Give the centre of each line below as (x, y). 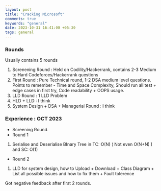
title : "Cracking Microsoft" (35, 14)
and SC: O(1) (25, 149)
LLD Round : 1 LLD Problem (40, 95)
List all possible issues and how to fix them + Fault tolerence (73, 173)
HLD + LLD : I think (31, 101)
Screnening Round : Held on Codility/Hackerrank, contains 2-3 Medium (84, 70)
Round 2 (21, 159)
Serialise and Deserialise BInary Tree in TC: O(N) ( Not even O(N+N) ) (82, 144)
